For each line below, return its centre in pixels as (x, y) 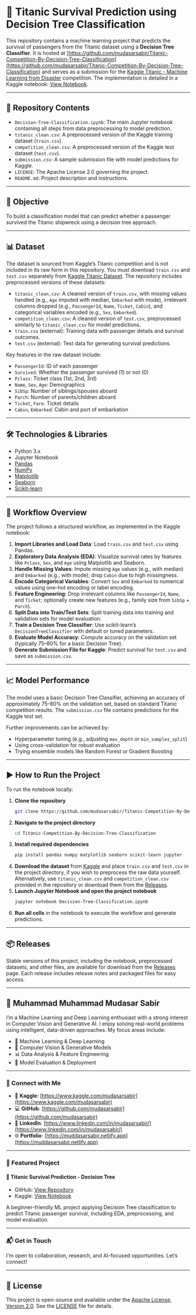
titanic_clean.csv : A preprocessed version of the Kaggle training (94, 135)
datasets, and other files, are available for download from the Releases (91, 967)
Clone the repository (40, 800)
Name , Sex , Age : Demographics (50, 385)
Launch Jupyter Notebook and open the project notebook (85, 891)
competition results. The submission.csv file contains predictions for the (92, 710)
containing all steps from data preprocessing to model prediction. (93, 128)
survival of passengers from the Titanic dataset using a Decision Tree (90, 47)
